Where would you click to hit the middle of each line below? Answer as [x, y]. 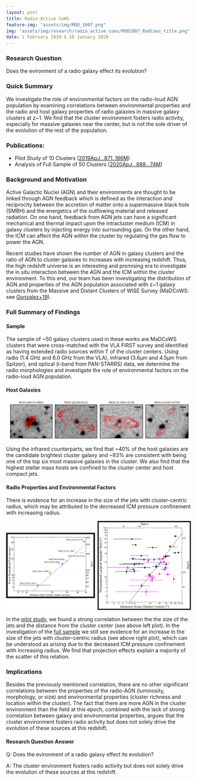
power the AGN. [26, 242]
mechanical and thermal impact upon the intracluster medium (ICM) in [91, 223]
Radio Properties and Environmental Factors [61, 487]
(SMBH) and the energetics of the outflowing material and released [87, 211]
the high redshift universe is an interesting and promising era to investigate [96, 266]
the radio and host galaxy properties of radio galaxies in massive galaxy [93, 111]
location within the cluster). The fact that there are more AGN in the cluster [96, 703]
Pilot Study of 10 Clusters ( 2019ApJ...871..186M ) [72, 158]
